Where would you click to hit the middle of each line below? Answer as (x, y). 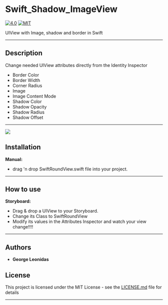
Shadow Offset (28, 117)
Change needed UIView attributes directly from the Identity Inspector (76, 65)
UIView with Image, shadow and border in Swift (54, 32)
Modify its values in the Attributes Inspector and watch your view (79, 221)
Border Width (26, 80)
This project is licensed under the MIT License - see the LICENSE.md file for (83, 287)
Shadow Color (27, 101)
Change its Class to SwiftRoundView (50, 216)
